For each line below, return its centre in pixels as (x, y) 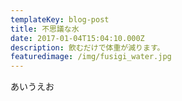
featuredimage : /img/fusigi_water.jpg (91, 57)
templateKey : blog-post (60, 19)
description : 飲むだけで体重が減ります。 (87, 47)
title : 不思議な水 (45, 29)
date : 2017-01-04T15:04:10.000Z (77, 38)
